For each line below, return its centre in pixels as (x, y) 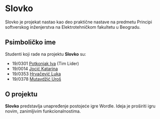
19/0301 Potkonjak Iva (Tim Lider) (45, 63)
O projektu (21, 94)
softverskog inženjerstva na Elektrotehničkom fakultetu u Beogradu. (73, 27)
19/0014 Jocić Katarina (35, 68)
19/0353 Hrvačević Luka (36, 74)
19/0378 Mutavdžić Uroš (37, 79)
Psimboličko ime (31, 42)
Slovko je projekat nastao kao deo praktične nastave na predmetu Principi (79, 22)
